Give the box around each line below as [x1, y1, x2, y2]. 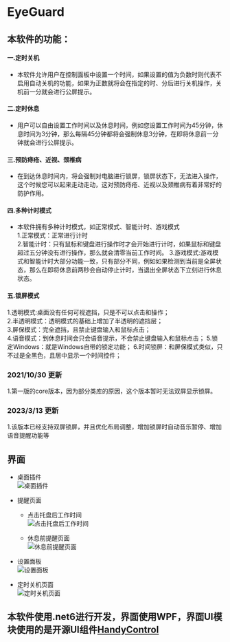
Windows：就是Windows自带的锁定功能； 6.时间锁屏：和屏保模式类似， [12, 342, 218, 351]
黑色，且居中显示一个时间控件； [30, 351, 122, 359]
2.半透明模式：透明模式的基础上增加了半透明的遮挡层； [7, 317, 163, 325]
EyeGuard [7, 4, 65, 20]
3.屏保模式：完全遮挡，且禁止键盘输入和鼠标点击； [7, 325, 151, 334]
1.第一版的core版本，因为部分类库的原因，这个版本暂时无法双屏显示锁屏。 [7, 387, 217, 395]
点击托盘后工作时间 [27, 511, 82, 519]
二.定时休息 [7, 105, 40, 113]
